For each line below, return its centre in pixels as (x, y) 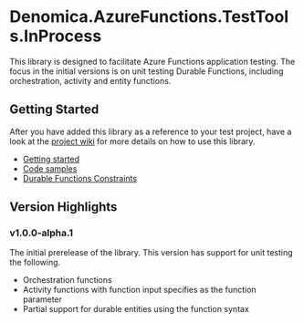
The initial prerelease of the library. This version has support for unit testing (152, 253)
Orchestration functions (67, 280)
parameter (42, 299)
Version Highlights (63, 207)
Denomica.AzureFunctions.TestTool (149, 17)
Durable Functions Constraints (80, 178)
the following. (35, 263)
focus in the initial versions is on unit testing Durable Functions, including (147, 71)
